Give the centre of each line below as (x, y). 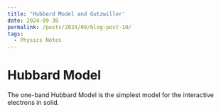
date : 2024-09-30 (33, 21)
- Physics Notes (38, 40)
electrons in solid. (33, 103)
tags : (15, 34)
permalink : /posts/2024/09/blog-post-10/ (70, 27)
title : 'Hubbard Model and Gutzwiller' (66, 14)
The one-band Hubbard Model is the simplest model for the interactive (111, 95)
